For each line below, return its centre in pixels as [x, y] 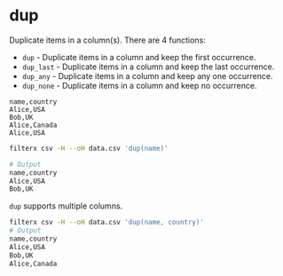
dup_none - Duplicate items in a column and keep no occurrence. [139, 85]
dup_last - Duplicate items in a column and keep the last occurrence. [148, 67]
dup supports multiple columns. [66, 206]
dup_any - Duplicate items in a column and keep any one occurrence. [147, 75]
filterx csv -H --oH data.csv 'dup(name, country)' [106, 223]
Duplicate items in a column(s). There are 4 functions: [107, 40]
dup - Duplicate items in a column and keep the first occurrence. [139, 57]
